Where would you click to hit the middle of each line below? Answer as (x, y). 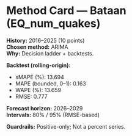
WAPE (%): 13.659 (38, 90)
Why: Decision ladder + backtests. (50, 53)
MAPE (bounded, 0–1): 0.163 (51, 84)
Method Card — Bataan (66, 11)
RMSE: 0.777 (31, 96)
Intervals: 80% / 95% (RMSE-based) (53, 115)
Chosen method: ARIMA (37, 47)
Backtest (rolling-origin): (38, 65)
